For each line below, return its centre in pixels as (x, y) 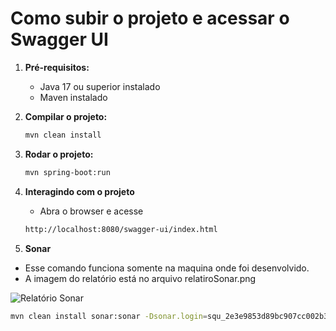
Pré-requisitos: (57, 67)
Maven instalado (73, 97)
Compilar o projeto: (66, 116)
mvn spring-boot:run (67, 172)
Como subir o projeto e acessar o (150, 18)
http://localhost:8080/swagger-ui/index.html (121, 229)
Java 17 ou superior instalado (100, 86)
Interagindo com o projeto (79, 191)
